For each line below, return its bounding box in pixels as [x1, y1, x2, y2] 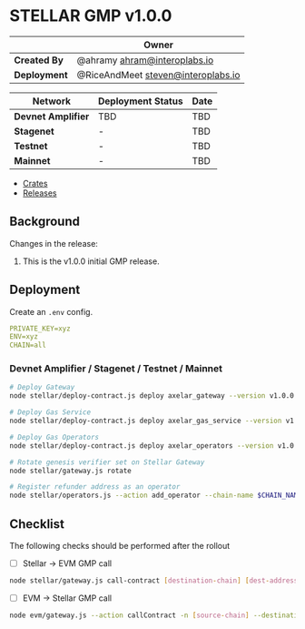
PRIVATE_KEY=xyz [9, 324, 71, 333]
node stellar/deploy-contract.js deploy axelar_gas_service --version [9, 416, 282, 426]
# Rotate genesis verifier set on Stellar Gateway [9, 457, 205, 467]
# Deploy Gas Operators [9, 432, 100, 441]
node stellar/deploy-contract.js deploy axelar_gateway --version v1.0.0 [9, 391, 295, 401]
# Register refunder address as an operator [9, 482, 181, 492]
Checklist [9, 516, 65, 532]
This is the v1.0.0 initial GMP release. [22, 256, 161, 267]
